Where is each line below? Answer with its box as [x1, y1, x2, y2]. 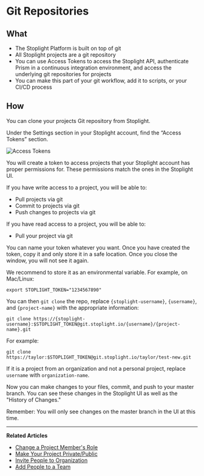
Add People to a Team [15, 463, 71, 470]
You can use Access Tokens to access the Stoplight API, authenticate [15, 58, 189, 65]
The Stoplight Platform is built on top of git [15, 44, 121, 52]
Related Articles [6, 432, 48, 439]
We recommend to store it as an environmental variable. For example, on [6, 268, 188, 276]
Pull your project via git [15, 232, 73, 239]
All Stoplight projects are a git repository [15, 51, 117, 58]
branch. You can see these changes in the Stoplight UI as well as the [6, 390, 178, 397]
